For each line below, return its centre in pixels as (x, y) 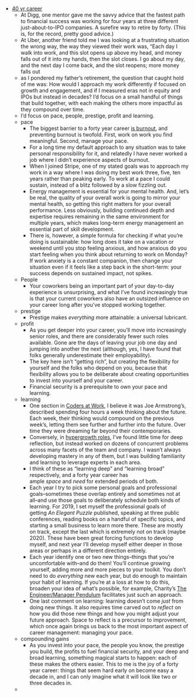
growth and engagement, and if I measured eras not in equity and (100, 90)
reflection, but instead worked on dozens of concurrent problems (109, 443)
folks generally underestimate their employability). (90, 355)
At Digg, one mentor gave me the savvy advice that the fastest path (103, 15)
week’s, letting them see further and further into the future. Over (108, 424)
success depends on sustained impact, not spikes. (91, 273)
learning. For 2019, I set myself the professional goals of (98, 506)
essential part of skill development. (72, 229)
